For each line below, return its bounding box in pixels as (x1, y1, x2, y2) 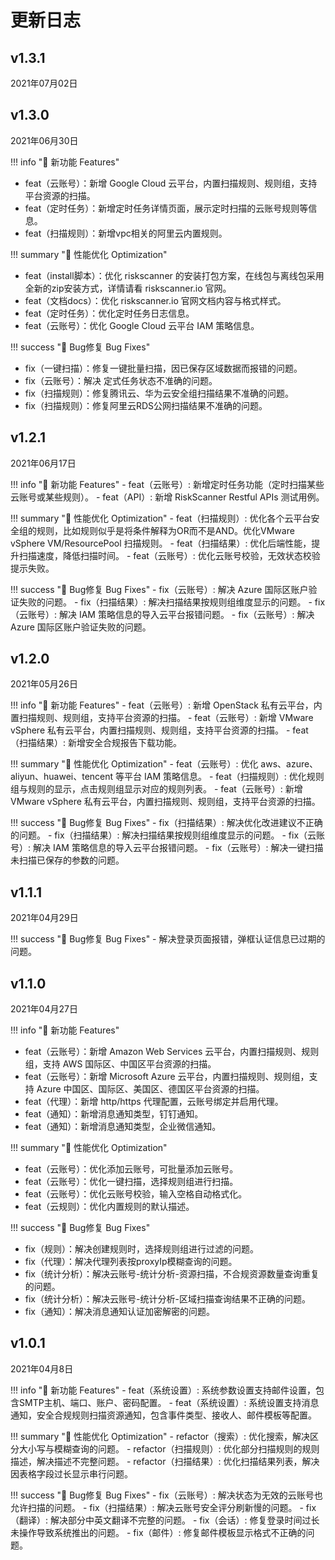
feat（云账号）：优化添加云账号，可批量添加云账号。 (24, 1163, 239, 1175)
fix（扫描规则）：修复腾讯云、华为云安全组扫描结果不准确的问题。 (24, 387, 295, 399)
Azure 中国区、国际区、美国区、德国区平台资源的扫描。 (36, 1083, 265, 1095)
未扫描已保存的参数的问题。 (10, 854, 125, 866)
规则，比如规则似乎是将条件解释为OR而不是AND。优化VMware (36, 524, 295, 536)
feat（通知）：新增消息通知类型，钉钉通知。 (24, 1108, 204, 1120)
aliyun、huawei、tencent (10, 771, 114, 783)
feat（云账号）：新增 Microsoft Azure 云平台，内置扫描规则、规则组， (24, 1071, 310, 1083)
